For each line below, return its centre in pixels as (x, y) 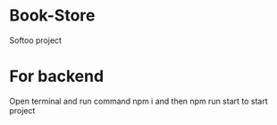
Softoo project (36, 40)
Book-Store (52, 16)
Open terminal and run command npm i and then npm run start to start (138, 101)
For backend (57, 76)
